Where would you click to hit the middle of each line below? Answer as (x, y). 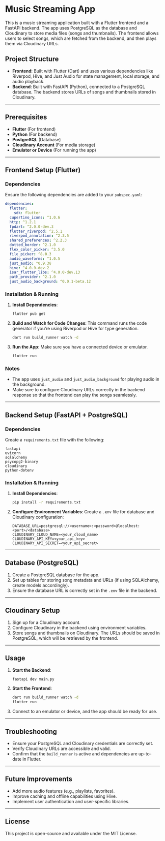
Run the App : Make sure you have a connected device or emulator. (80, 347)
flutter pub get (29, 314)
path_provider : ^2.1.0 (33, 277)
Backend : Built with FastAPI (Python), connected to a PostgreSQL (79, 87)
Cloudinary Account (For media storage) (54, 145)
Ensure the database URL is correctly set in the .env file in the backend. (84, 590)
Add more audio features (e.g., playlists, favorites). (63, 791)
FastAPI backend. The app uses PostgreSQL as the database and (71, 28)
